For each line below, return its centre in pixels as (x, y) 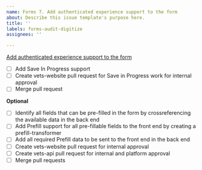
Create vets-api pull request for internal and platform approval (93, 153)
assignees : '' (24, 35)
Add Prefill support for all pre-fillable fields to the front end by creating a (105, 126)
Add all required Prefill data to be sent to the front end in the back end (103, 140)
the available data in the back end (57, 120)
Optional (17, 101)
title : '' (19, 23)
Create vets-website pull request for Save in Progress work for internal (103, 76)
